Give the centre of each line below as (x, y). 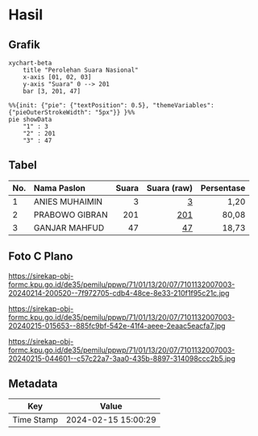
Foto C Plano (41, 257)
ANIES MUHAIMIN (68, 201)
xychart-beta (30, 63)
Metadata (33, 384)
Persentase (223, 188)
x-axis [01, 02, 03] (57, 77)
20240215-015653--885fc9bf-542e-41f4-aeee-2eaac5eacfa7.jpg (117, 326)
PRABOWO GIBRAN (71, 214)
